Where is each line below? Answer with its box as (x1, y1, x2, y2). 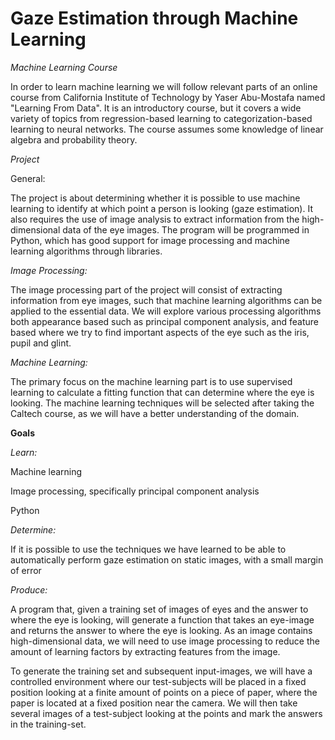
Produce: (10, 583, 48, 596)
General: (10, 172, 46, 184)
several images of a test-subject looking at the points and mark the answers (10, 707, 323, 719)
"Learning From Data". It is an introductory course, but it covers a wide (10, 102, 302, 114)
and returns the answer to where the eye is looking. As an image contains (10, 624, 313, 636)
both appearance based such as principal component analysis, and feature (10, 315, 320, 327)
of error (10, 564, 42, 576)
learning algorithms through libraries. (10, 245, 163, 257)
